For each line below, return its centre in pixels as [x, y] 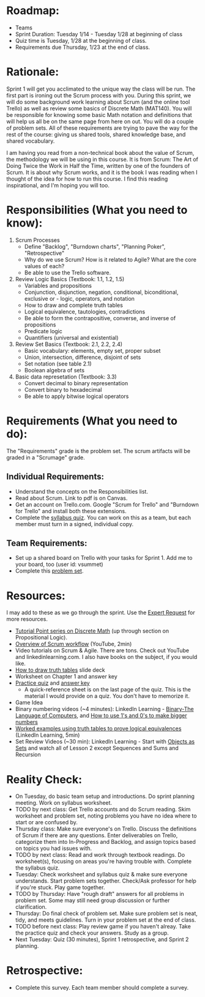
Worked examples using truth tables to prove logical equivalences [98, 729]
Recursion [28, 754]
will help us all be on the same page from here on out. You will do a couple [100, 121]
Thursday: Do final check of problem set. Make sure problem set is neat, [106, 914]
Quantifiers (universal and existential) [71, 337]
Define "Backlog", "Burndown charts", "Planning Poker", [95, 246]
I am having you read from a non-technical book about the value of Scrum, [100, 152]
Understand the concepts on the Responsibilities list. [82, 491]
